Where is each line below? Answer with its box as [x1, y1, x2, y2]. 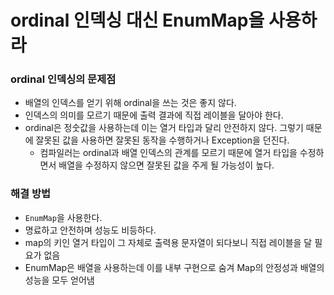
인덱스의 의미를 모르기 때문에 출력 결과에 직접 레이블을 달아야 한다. [24, 109, 284, 121]
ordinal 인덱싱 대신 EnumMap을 [10, 9, 265, 32]
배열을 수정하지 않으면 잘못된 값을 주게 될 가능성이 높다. [58, 159, 275, 171]
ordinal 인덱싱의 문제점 [10, 72, 117, 86]
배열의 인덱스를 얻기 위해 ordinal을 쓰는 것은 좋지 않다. [24, 97, 237, 109]
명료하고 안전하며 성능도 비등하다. [24, 224, 157, 236]
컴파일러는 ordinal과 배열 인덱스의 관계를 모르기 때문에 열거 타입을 [39, 147, 298, 159]
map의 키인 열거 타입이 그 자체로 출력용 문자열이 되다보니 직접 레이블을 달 [24, 236, 313, 248]
